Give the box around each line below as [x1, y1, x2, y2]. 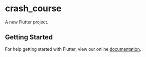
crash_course [5, 3, 62, 14]
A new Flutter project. [5, 19, 49, 25]
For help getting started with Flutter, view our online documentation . [5, 46, 141, 52]
